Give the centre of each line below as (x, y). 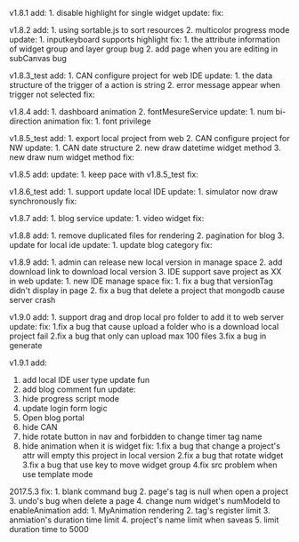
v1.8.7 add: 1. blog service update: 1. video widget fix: (107, 218)
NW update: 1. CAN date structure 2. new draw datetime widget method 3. (145, 147)
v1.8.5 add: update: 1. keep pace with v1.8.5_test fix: (104, 174)
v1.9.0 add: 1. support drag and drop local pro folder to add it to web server (147, 317)
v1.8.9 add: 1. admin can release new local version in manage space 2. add (146, 262)
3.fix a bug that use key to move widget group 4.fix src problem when (149, 465)
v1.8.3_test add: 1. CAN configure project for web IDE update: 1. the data (141, 76)
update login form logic (65, 408)
